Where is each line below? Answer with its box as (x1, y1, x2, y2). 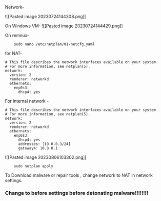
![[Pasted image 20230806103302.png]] (5, 154, 87, 160)
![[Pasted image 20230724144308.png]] (5, 14, 86, 19)
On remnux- (5, 33, 29, 38)
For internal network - (5, 98, 49, 104)
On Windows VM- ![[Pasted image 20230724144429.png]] (5, 23, 123, 29)
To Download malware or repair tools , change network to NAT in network (5, 172, 153, 178)
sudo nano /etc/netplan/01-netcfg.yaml (14, 42, 95, 47)
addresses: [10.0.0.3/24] (18, 142, 71, 146)
